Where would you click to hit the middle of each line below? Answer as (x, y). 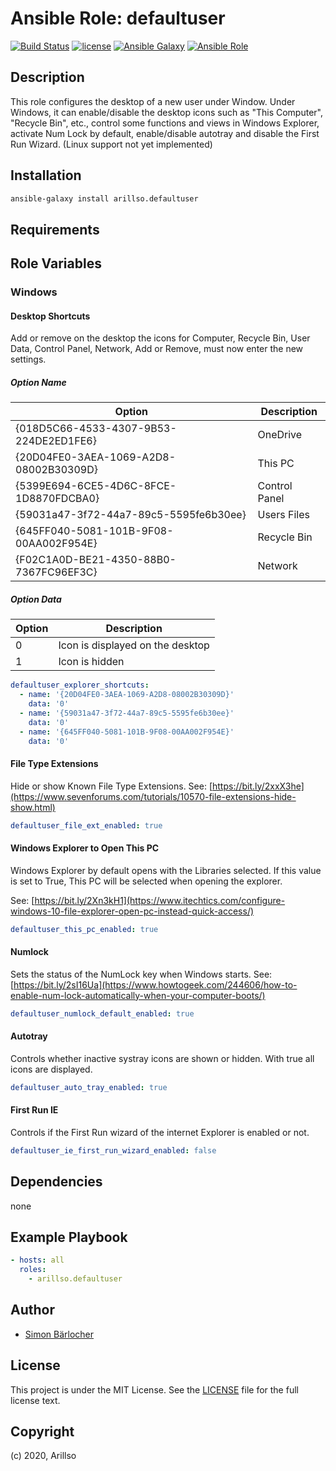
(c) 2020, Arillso (43, 1456)
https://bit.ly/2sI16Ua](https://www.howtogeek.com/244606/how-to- (155, 984)
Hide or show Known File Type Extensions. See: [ (111, 786)
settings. (28, 359)
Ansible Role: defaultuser (118, 18)
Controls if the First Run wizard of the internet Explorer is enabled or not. (160, 1132)
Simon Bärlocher (59, 1334)
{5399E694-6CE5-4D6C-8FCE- (96, 486)
